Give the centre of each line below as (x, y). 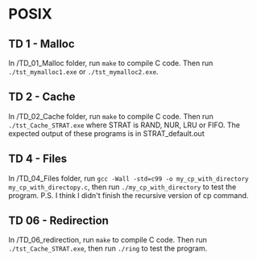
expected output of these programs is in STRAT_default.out (106, 133)
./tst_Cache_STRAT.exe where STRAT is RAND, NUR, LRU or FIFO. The (124, 125)
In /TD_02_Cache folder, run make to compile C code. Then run (111, 116)
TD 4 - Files (38, 159)
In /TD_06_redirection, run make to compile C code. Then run (108, 240)
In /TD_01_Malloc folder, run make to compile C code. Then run (111, 63)
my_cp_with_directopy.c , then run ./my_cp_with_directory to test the (122, 187)
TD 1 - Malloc (41, 44)
